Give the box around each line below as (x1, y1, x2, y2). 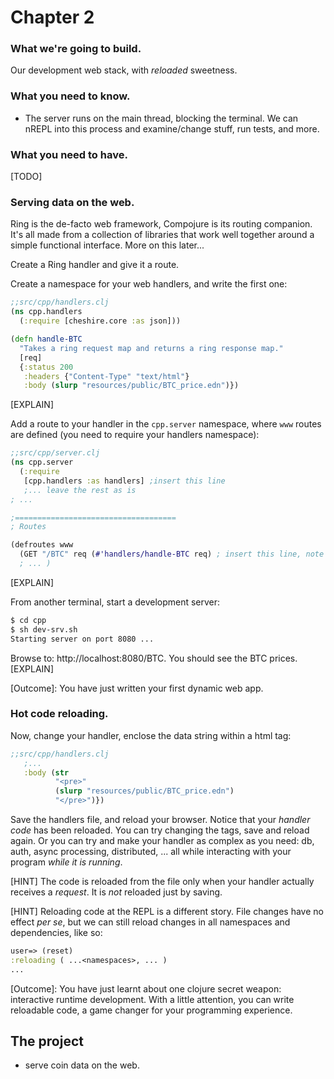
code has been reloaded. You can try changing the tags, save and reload (10, 824, 310, 836)
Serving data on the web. (10, 196, 135, 209)
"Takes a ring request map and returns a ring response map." (19, 343, 284, 353)
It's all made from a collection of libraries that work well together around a (10, 229, 315, 241)
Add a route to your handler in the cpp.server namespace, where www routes (10, 418, 322, 430)
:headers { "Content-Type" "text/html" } (23, 371, 190, 381)
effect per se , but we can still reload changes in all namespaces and (10, 916, 291, 928)
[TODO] (10, 171, 43, 183)
